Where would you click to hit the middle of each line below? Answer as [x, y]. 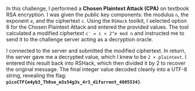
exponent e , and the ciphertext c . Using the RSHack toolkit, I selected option [96, 21]
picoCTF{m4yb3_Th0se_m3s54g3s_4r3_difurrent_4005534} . [74, 82]
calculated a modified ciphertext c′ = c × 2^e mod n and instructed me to [95, 33]
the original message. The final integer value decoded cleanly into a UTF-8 [97, 69]
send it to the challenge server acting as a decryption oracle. [80, 39]
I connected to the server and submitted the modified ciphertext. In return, [96, 51]
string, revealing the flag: [36, 76]
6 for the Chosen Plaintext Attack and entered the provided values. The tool [97, 27]
